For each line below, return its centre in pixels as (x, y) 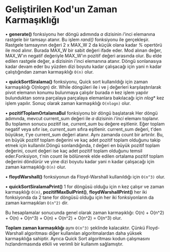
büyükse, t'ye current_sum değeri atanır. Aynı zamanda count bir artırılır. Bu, (84, 134)
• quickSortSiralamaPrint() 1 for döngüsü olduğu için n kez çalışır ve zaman (85, 187)
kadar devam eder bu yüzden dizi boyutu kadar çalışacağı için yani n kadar (83, 66)
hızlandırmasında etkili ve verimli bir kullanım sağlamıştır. (64, 244)
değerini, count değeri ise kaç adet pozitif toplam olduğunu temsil (74, 151)
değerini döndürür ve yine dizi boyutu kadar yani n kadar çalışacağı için (80, 161)
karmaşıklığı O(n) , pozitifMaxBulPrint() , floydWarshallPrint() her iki (76, 192)
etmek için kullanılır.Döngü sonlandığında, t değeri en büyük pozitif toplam (82, 145)
